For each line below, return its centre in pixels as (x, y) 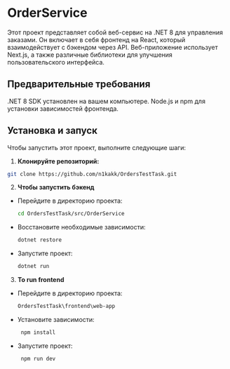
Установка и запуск (53, 131)
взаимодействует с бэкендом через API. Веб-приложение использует (113, 47)
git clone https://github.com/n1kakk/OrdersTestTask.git (92, 174)
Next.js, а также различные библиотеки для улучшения (90, 55)
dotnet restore (40, 240)
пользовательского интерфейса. (56, 62)
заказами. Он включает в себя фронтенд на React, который (96, 39)
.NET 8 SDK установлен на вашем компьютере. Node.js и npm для (106, 101)
